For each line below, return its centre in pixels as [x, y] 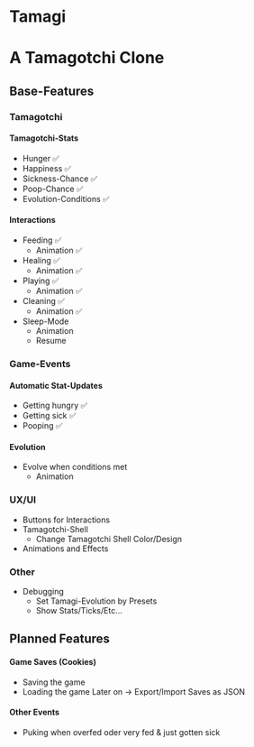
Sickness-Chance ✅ [60, 179]
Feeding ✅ [42, 240]
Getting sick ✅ [49, 416]
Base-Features [52, 91]
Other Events [35, 712]
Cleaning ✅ [43, 301]
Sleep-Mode [45, 321]
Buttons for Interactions [66, 520]
